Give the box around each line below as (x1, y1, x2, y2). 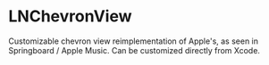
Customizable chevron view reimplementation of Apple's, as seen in (8, 36, 259, 46)
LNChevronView (8, 6, 132, 27)
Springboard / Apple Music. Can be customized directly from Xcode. (8, 45, 261, 55)
